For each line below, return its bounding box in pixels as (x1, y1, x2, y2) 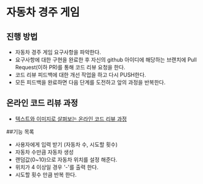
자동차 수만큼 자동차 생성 (15, 148, 74, 156)
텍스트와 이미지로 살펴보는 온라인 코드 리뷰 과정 (15, 115, 127, 122)
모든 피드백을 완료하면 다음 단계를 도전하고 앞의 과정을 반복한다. (15, 79, 165, 86)
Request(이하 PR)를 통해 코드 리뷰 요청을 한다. (15, 64, 125, 71)
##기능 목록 (6, 128, 35, 135)
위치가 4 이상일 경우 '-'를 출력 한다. (15, 163, 99, 171)
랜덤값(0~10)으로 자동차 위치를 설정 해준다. (15, 156, 118, 163)
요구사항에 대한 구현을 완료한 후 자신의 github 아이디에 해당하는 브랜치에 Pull (15, 56, 197, 63)
